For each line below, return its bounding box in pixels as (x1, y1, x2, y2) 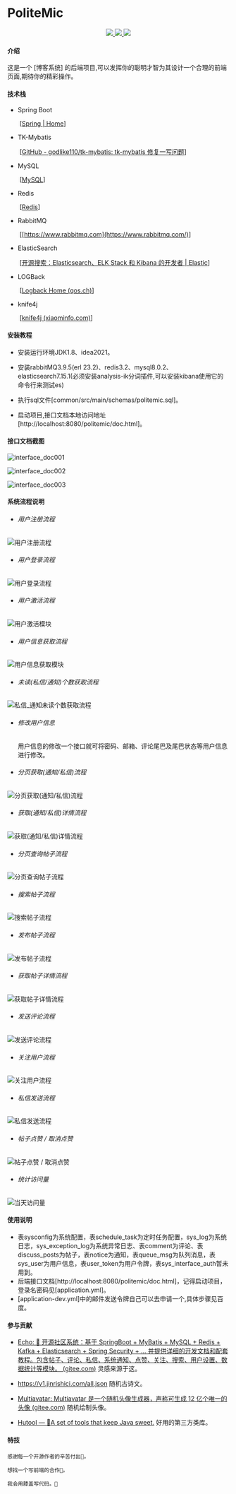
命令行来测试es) (17, 380, 65, 389)
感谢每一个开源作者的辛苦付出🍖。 (7, 1453, 89, 1460)
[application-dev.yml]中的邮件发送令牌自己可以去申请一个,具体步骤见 (17, 1295, 218, 1303)
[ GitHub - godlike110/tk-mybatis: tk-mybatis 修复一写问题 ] (19, 148, 187, 156)
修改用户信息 (17, 718, 55, 727)
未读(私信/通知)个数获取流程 (17, 677, 99, 686)
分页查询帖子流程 (17, 849, 68, 858)
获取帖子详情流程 (17, 971, 68, 980)
